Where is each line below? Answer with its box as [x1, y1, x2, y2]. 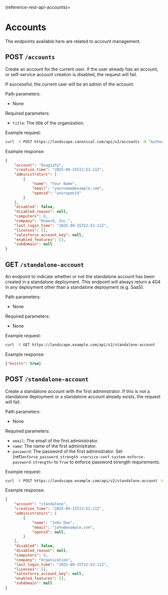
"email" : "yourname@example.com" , [31, 186, 104, 191]
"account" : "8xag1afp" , [14, 163, 64, 168]
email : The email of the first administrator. [12, 437, 99, 443]
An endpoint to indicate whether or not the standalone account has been [5, 273, 155, 279]
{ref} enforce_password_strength [12, 453, 78, 459]
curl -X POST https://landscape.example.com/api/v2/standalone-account [5, 478, 157, 483]
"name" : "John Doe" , [31, 520, 75, 525]
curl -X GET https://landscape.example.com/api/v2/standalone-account [5, 342, 155, 347]
